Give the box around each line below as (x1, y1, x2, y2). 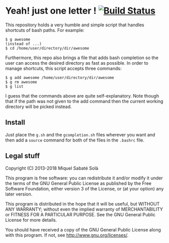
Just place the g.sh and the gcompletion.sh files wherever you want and (5, 131, 155, 137)
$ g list (5, 84, 24, 89)
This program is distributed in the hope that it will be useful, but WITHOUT (5, 201, 160, 207)
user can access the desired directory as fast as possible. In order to (5, 60, 148, 66)
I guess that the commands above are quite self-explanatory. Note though (5, 92, 159, 99)
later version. (5, 191, 33, 197)
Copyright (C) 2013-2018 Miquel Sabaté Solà (5, 165, 99, 171)
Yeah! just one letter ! (5, 5, 97, 17)
